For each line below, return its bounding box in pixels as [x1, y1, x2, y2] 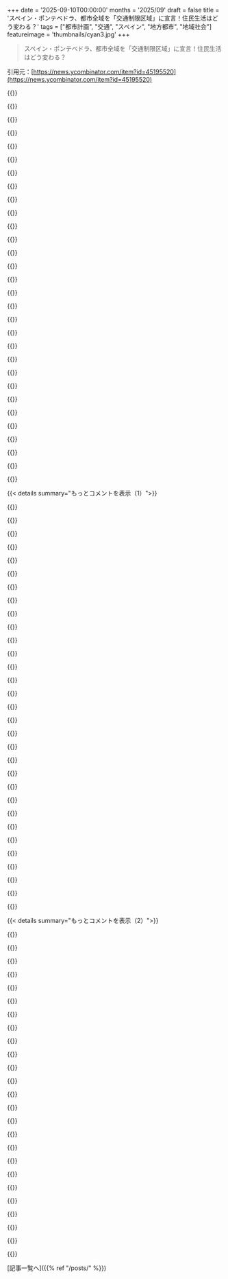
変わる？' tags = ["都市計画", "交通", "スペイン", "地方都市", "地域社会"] [12, 23, 212, 30]
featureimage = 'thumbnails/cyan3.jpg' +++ [7, 30, 130, 38]
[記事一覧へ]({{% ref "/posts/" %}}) [7, 1264, 107, 1272]
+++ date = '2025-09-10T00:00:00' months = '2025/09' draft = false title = [7, 6, 220, 14]
